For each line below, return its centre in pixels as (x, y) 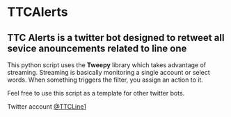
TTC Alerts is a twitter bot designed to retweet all (116, 38)
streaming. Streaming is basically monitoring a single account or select (109, 72)
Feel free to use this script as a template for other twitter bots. (96, 93)
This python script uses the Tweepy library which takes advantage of (107, 65)
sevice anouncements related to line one (97, 48)
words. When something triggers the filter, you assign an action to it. (105, 80)
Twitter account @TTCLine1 (47, 107)
